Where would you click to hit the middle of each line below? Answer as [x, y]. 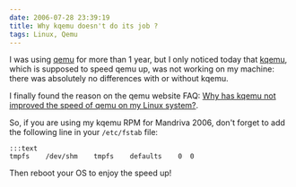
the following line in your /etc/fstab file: [84, 132]
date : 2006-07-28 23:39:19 [60, 17]
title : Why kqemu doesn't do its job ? [84, 26]
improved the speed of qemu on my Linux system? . [104, 106]
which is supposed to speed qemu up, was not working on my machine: [142, 69]
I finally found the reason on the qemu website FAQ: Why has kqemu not [143, 96]
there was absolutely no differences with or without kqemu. [119, 79]
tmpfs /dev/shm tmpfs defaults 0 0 [102, 157]
